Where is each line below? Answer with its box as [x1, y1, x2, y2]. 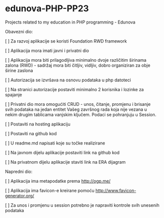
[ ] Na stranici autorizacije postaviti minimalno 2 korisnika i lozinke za [5, 86, 144, 92]
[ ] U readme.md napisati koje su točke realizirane [5, 140, 105, 146]
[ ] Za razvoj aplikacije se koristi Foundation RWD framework [5, 38, 127, 44]
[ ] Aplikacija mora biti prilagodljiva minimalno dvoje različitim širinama [5, 57, 147, 63]
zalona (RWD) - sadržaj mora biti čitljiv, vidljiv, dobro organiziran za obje [5, 62, 151, 68]
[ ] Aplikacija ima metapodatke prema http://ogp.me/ [5, 178, 111, 184]
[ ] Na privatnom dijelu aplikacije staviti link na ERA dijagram [5, 159, 126, 165]
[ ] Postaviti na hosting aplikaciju [5, 121, 70, 127]
